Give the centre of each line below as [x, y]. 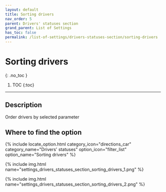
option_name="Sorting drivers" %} [41, 155]
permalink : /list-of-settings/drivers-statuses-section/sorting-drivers [82, 38]
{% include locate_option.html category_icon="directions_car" [68, 144]
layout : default [22, 10]
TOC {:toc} [23, 85]
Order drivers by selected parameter [42, 117]
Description [23, 105]
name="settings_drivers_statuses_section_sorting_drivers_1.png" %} [75, 170]
